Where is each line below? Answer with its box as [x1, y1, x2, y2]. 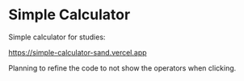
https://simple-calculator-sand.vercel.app [8, 47, 147, 57]
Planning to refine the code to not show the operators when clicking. [8, 63, 237, 73]
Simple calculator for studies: [8, 32, 106, 42]
